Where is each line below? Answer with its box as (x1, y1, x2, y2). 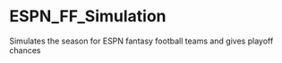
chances (9, 44, 41, 55)
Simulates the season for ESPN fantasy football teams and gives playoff (9, 35, 274, 46)
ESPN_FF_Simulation (9, 6, 167, 27)
